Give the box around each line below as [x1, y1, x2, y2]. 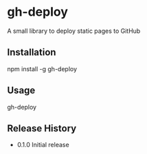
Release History [7, 123, 77, 134]
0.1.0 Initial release [16, 141, 70, 149]
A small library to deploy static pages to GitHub [7, 27, 141, 35]
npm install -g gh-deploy [7, 64, 78, 73]
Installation [7, 47, 56, 58]
